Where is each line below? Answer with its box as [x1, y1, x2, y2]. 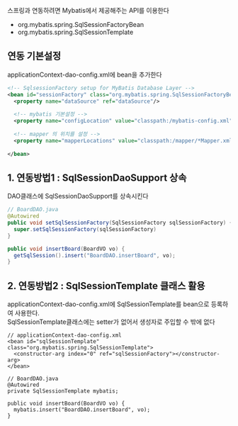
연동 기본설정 [7, 50, 62, 62]
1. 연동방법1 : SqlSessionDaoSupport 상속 [7, 172, 187, 184]
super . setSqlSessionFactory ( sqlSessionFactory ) [13, 225, 157, 232]
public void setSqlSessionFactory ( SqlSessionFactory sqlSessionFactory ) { [7, 219, 233, 226]
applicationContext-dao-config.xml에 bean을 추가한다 [7, 70, 162, 79]
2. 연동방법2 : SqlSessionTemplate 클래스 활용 [7, 279, 205, 292]
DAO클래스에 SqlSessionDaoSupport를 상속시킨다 [7, 192, 149, 201]
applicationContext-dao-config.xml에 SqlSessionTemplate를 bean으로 [7, 300, 210, 308]
